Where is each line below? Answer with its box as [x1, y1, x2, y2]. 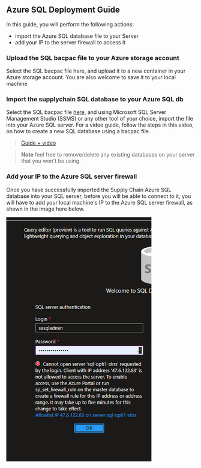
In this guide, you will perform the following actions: [6, 20, 134, 28]
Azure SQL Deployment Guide [6, 5, 120, 15]
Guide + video [20, 139, 56, 146]
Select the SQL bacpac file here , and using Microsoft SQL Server [6, 109, 167, 116]
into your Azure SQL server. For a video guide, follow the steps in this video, [6, 121, 194, 128]
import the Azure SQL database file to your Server [14, 32, 139, 40]
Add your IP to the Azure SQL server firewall [6, 172, 137, 181]
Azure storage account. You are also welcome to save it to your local [6, 74, 176, 81]
